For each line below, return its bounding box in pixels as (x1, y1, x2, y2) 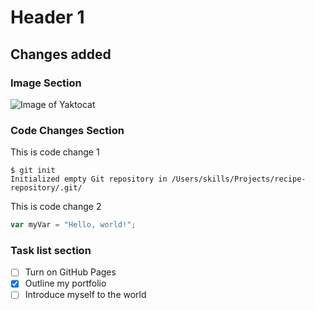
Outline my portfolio (24, 277, 107, 290)
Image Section (10, 76, 82, 90)
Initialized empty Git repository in (10, 174, 168, 185)
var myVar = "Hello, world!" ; (10, 220, 137, 230)
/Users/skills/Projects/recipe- (171, 174, 307, 185)
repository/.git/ (10, 183, 83, 193)
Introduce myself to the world (24, 289, 147, 301)
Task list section (10, 243, 92, 257)
